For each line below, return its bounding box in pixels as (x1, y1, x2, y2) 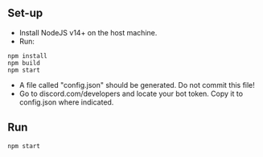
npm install (7, 52, 47, 60)
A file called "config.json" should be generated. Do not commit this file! (18, 80, 255, 89)
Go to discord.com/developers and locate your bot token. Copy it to (18, 89, 243, 98)
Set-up (7, 6, 43, 20)
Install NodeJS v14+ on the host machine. (18, 27, 158, 37)
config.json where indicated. (18, 97, 114, 107)
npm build (7, 59, 41, 67)
